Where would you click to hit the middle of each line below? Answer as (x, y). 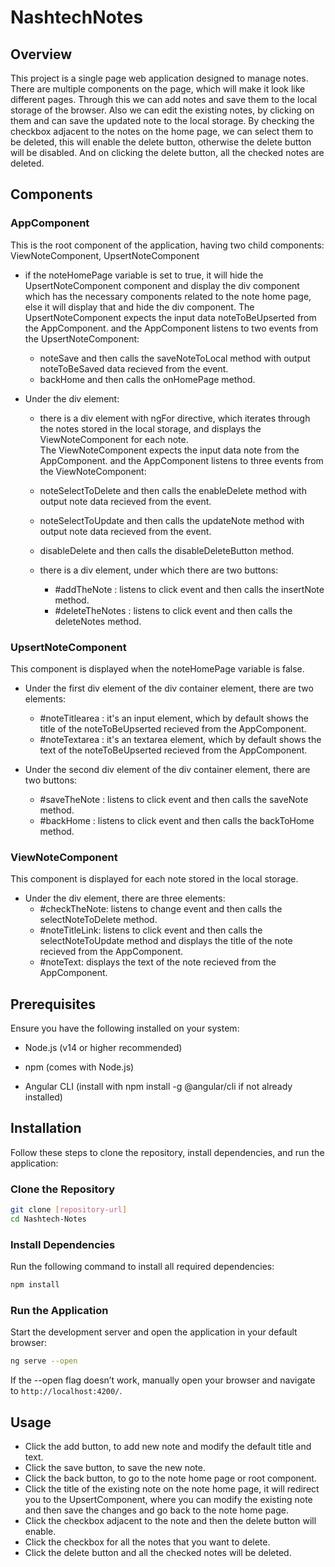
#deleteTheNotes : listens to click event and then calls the (173, 610)
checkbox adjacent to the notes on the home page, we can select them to (162, 131)
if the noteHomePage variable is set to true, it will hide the (144, 275)
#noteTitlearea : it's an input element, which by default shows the (174, 718)
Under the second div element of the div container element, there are (167, 769)
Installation (46, 1128)
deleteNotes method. (98, 621)
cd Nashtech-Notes (48, 1219)
